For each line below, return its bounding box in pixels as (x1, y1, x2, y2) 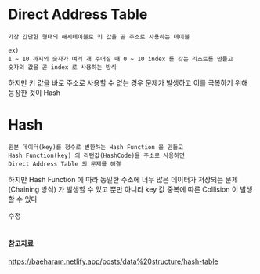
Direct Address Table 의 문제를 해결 (8, 159, 121, 168)
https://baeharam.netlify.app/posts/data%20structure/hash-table (8, 257, 218, 266)
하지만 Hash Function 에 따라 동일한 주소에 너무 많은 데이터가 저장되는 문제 (8, 174, 239, 184)
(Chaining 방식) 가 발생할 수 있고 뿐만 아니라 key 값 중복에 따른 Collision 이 (8, 184, 239, 194)
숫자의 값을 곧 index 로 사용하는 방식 (8, 63, 117, 71)
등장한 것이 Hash (8, 88, 61, 97)
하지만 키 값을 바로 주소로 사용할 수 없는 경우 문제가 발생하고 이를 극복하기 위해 (8, 78, 248, 87)
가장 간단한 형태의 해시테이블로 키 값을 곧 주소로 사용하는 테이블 (8, 33, 190, 41)
